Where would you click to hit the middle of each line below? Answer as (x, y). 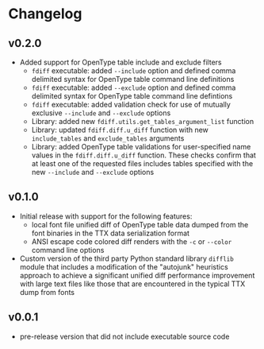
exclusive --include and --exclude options (101, 113)
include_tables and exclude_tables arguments (108, 138)
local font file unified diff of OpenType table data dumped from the (140, 224)
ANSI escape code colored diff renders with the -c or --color (132, 241)
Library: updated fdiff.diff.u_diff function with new (120, 130)
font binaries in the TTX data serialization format (111, 233)
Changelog (45, 14)
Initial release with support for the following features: (106, 216)
